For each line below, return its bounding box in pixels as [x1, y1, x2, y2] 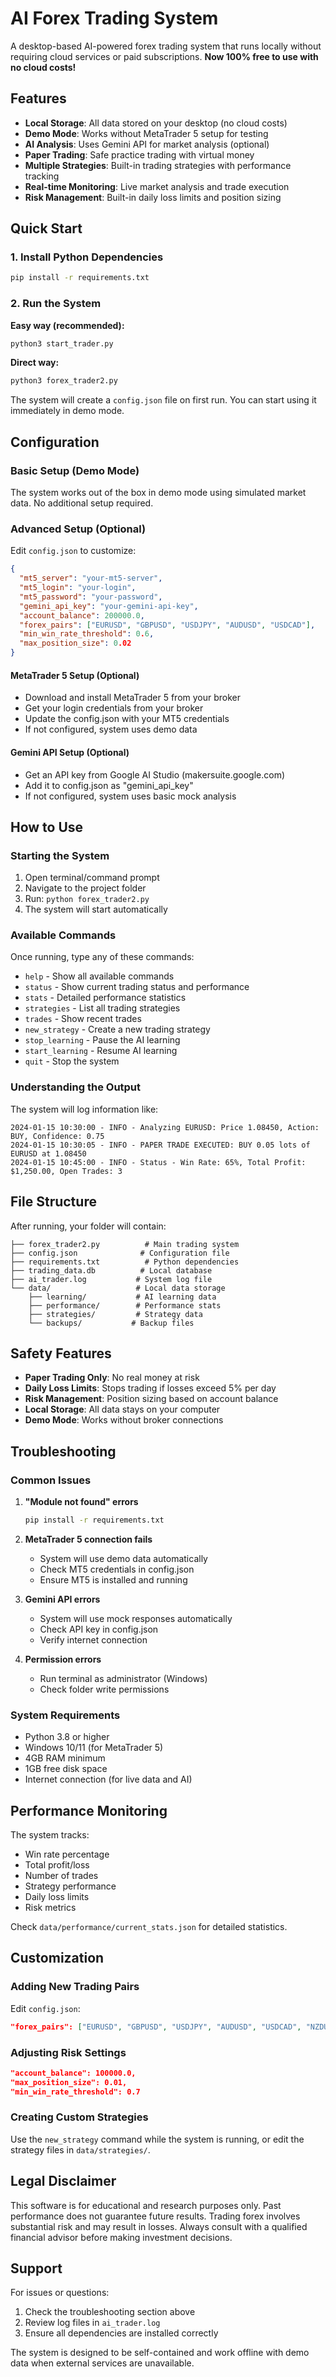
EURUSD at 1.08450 [10, 1148, 87, 1159]
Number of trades [24, 1870, 99, 1882]
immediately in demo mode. [10, 405, 125, 417]
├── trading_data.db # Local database [10, 1265, 213, 1276]
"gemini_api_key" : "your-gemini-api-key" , [19, 601, 199, 611]
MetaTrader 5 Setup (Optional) [10, 669, 140, 681]
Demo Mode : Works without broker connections [24, 1414, 224, 1426]
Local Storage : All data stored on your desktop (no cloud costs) [24, 117, 288, 129]
